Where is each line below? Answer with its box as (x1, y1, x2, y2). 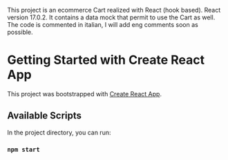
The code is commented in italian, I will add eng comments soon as (7, 21, 198, 28)
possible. (7, 28, 33, 36)
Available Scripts (7, 110, 82, 122)
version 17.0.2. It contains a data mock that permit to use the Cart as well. (7, 13, 216, 21)
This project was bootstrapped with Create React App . (7, 89, 162, 98)
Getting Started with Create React (7, 52, 205, 68)
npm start (7, 145, 40, 153)
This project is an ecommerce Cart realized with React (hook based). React (7, 6, 221, 14)
